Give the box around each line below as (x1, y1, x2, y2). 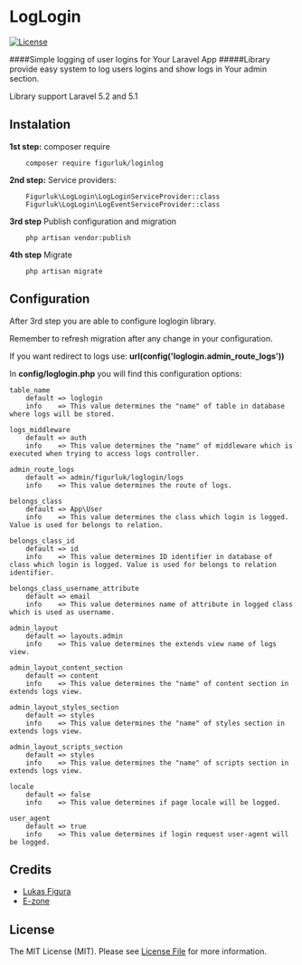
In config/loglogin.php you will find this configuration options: (9, 368, 242, 379)
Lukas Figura (22, 886, 71, 897)
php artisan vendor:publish (25, 233, 131, 242)
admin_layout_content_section (9, 663, 124, 672)
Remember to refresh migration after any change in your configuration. (9, 333, 273, 343)
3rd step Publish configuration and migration (9, 216, 177, 227)
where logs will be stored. (9, 410, 116, 419)
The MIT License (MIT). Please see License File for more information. (9, 946, 267, 957)
